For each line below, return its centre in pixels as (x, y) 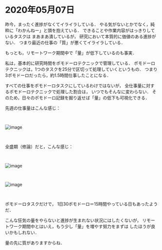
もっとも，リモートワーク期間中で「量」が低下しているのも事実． (71, 53)
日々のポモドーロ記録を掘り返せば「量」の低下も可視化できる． (86, 98)
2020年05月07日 (40, 10)
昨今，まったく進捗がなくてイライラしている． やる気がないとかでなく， (78, 24)
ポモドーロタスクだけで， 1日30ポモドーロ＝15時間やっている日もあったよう (81, 204)
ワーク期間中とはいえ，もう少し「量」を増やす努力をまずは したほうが (80, 226)
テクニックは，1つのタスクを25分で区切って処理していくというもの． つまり (81, 69)
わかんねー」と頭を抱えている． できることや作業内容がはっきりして (86, 30)
